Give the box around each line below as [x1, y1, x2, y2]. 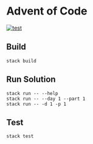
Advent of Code [6, 4, 88, 18]
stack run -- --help [6, 90, 59, 96]
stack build [6, 57, 36, 64]
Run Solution [6, 74, 56, 85]
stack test [6, 133, 34, 140]
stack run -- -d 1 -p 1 [6, 101, 67, 107]
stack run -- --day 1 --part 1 [6, 96, 86, 102]
